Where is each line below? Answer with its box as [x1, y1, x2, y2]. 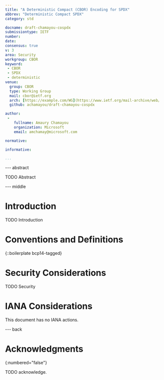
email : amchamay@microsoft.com [14, 129, 78, 134]
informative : [5, 147, 32, 152]
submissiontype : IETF [5, 30, 49, 35]
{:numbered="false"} [5, 359, 47, 365]
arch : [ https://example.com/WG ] [9, 98, 76, 103]
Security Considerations [5, 268, 106, 279]
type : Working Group [9, 89, 51, 93]
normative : [5, 138, 27, 143]
